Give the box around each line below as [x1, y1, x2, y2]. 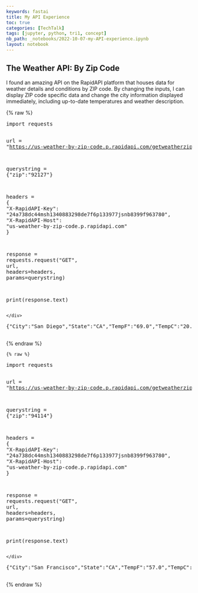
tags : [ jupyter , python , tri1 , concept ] [6, 31, 107, 37]
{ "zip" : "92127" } [6, 171, 53, 178]
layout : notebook [6, 42, 49, 48]
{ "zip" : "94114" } [6, 412, 53, 419]
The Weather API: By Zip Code [6, 63, 120, 74]
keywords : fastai [6, 8, 49, 15]
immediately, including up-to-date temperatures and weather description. [6, 98, 184, 105]
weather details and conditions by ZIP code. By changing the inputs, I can [6, 85, 185, 92]
